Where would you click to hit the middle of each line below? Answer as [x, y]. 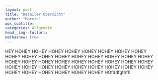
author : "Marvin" [23, 19]
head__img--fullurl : [27, 33]
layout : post [19, 10]
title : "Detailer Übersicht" [35, 14]
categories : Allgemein [29, 28]
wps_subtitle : [20, 23]
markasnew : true [22, 38]
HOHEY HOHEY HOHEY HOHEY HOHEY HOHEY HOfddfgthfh [68, 72]
